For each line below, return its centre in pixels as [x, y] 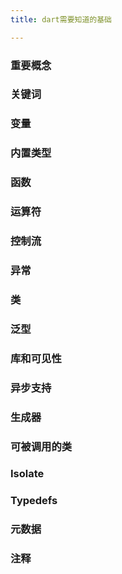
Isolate [27, 474]
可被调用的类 [41, 446]
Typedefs [34, 501]
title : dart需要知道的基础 [61, 19]
